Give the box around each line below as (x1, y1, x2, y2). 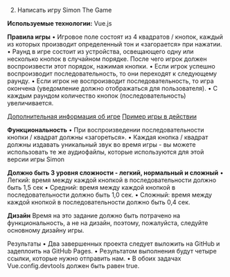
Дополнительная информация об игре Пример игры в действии (7, 112, 197, 120)
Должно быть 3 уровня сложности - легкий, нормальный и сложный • (7, 169, 224, 177)
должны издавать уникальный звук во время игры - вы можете (7, 141, 196, 148)
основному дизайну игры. (7, 226, 85, 234)
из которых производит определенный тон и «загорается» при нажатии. (7, 40, 222, 48)
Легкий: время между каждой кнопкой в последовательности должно (7, 176, 217, 184)
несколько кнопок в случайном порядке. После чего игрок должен (7, 55, 207, 63)
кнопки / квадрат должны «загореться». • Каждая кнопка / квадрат (7, 133, 209, 141)
